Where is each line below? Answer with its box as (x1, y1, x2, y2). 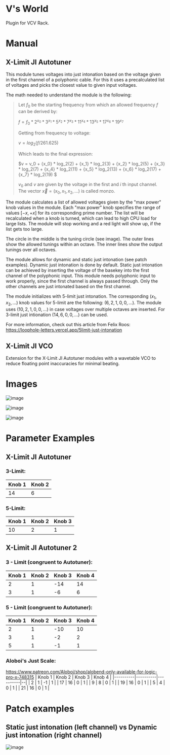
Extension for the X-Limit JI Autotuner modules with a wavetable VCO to (6, 355, 156, 361)
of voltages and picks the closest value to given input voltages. (6, 82, 137, 88)
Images (6, 379, 37, 390)
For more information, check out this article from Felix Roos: (6, 322, 131, 328)
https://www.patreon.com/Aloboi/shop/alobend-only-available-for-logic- (6, 669, 157, 675)
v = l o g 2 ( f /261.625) (18, 140, 59, 147)
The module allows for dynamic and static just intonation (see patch (6, 256, 147, 262)
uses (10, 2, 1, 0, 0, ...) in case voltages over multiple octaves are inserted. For (6, 306, 165, 313)
